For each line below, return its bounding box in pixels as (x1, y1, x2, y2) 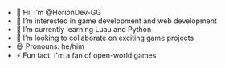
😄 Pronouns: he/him (15, 42, 84, 51)
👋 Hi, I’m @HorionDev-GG (15, 8, 102, 17)
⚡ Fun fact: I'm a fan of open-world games (15, 50, 157, 60)
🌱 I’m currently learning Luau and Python (15, 25, 152, 34)
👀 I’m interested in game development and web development (15, 16, 217, 26)
